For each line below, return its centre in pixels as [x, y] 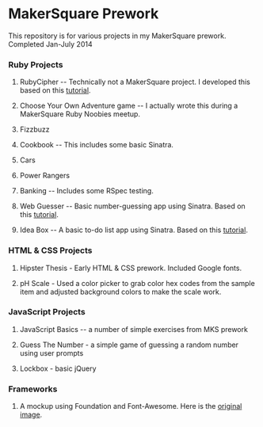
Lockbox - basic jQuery [58, 368]
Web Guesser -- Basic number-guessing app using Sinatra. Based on [132, 206]
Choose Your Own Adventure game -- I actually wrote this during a [129, 106]
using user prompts [51, 353]
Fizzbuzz [34, 130]
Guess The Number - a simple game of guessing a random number [129, 345]
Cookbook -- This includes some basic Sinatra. [97, 145]
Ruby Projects [36, 64]
